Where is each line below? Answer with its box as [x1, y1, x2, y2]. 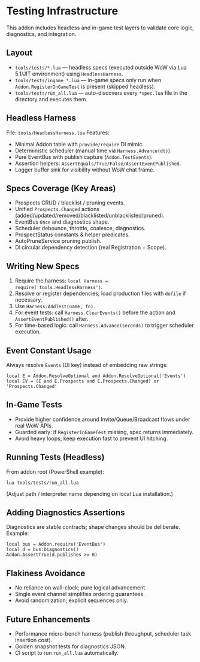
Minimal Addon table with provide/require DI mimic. [14, 140, 144, 148]
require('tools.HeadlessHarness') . [14, 284, 103, 291]
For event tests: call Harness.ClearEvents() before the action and [14, 309, 175, 316]
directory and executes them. [14, 95, 88, 103]
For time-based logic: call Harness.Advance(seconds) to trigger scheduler [14, 322, 194, 329]
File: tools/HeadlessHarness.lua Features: [6, 129, 110, 136]
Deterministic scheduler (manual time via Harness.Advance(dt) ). [14, 147, 172, 154]
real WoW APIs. [14, 422, 53, 429]
